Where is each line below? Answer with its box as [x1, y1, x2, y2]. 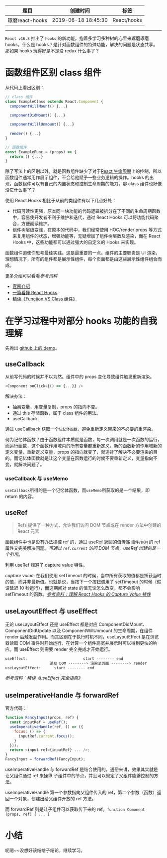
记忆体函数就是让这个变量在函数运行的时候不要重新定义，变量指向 [18, 455, 153, 461]
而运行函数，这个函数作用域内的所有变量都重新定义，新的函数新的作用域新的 [5, 443, 162, 449]
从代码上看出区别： [5, 84, 45, 90]
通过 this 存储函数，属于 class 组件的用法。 [12, 410, 101, 416]
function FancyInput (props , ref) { [5, 715, 79, 720]
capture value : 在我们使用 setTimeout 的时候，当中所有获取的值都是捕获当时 [5, 573, 162, 579]
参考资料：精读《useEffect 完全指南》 [5, 675, 83, 681]
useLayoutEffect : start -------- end [5, 665, 94, 670]
